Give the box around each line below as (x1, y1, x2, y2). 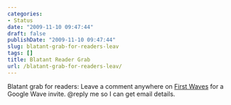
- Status (7, 17, 33, 24)
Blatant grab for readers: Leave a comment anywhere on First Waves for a (7, 82, 224, 90)
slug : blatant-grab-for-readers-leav (7, 43, 119, 50)
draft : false (7, 30, 46, 37)
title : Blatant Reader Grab (7, 56, 91, 63)
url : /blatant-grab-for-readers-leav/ (7, 63, 122, 70)
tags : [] (7, 50, 33, 57)
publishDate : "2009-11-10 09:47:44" (7, 37, 116, 44)
